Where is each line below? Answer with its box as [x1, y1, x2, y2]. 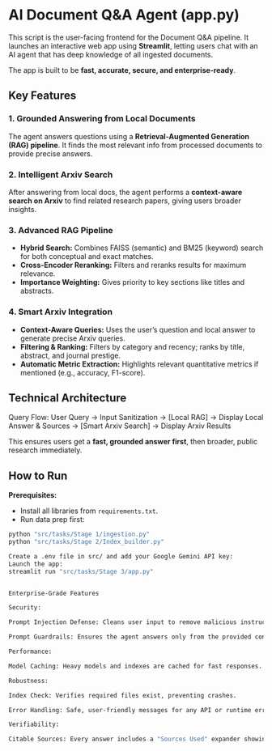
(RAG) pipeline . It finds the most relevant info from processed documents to [8, 140, 263, 150]
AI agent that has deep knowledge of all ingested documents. [8, 49, 214, 59]
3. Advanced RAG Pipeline [8, 224, 113, 235]
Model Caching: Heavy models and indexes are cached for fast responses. [8, 662, 263, 670]
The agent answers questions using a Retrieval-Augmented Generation [8, 131, 249, 141]
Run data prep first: [19, 515, 85, 524]
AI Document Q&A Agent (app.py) [8, 6, 240, 24]
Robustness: [8, 677, 49, 685]
